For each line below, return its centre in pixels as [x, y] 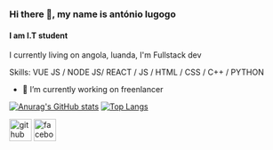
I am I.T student [39, 36]
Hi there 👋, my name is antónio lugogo [92, 14]
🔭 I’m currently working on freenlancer [92, 90]
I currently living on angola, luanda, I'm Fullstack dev [105, 55]
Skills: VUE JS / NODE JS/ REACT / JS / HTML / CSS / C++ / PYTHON [136, 72]
